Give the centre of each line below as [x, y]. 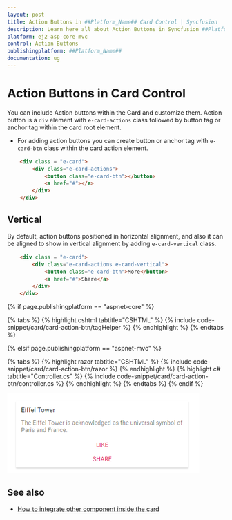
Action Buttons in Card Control [97, 94]
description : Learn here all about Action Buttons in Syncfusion [103, 29]
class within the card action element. [96, 148]
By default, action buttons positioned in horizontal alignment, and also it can [115, 236]
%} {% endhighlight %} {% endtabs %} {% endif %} [129, 384]
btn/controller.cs [30, 384]
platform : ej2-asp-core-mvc [48, 37]
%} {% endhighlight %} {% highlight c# [165, 369]
